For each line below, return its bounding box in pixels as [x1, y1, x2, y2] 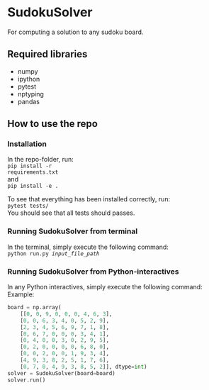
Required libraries [7, 48, 88, 60]
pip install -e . [7, 182, 59, 190]
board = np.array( [7, 304, 62, 311]
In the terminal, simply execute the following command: [7, 243, 169, 251]
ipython [17, 74, 40, 83]
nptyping [17, 89, 45, 98]
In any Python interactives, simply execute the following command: [7, 283, 203, 291]
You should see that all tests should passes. [7, 208, 135, 217]
